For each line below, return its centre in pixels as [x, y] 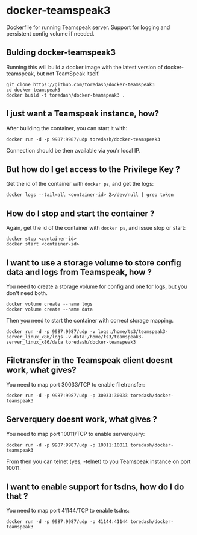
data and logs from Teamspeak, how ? [79, 272]
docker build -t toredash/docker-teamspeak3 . [66, 95]
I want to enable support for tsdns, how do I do [95, 487]
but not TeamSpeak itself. [68, 74]
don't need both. [27, 293]
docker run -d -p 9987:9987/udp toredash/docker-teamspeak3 [83, 139]
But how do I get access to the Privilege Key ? [93, 169]
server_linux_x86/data [35, 342]
